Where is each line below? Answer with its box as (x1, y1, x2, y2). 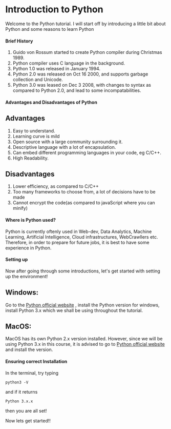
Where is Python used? (5, 217, 56, 223)
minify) (12, 205, 28, 211)
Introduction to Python (5, 4, 103, 15)
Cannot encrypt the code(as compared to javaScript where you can (12, 200, 155, 206)
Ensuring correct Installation (5, 358, 68, 364)
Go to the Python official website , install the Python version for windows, (5, 302, 160, 308)
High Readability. (12, 155, 49, 161)
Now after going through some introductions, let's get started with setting (5, 268, 160, 274)
